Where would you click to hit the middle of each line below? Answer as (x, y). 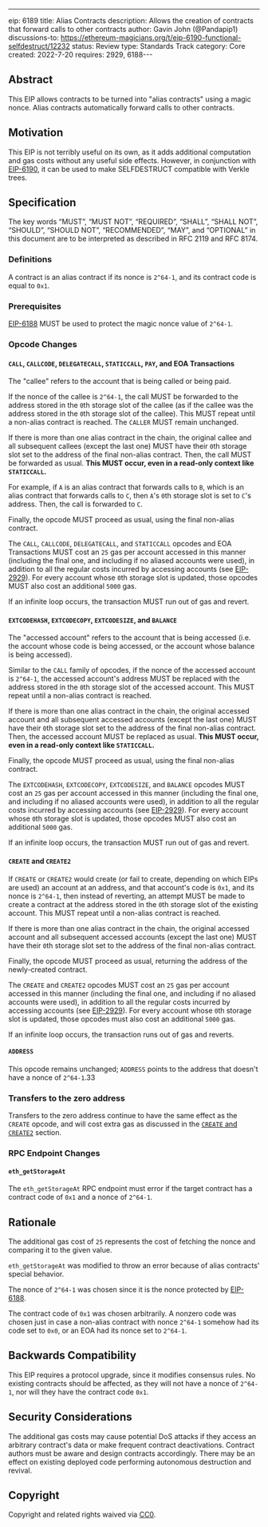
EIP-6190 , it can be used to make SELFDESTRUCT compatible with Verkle (129, 169)
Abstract (31, 80)
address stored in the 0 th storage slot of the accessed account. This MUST (132, 687)
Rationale (32, 1222)
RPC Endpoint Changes (54, 1153)
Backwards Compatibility (73, 1355)
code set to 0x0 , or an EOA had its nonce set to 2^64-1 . (98, 1330)
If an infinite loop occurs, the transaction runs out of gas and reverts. (121, 1034)
